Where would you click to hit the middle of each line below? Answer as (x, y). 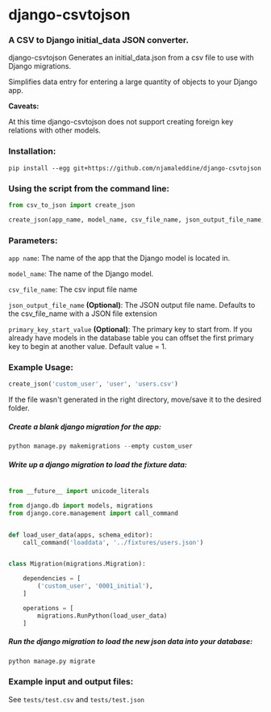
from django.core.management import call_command (94, 513)
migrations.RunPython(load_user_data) (102, 616)
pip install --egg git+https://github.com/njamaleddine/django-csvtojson (135, 168)
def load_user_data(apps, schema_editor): (81, 535)
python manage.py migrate (52, 661)
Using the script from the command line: (89, 188)
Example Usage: (41, 368)
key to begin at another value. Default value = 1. (88, 347)
